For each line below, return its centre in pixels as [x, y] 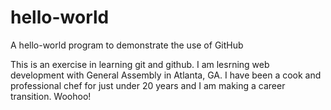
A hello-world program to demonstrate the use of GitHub [127, 45]
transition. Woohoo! [51, 96]
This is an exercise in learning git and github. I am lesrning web [140, 64]
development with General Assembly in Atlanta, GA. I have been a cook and [166, 75]
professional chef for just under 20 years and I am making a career [148, 85]
